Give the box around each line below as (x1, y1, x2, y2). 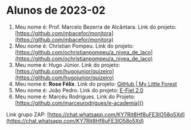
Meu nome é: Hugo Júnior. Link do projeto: (14, 61, 121, 69)
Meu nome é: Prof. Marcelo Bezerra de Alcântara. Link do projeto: (14, 23, 177, 30)
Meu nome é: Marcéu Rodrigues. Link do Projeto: (14, 93, 135, 100)
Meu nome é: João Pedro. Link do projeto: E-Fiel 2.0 (14, 86, 144, 94)
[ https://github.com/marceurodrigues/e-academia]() (14, 99, 144, 106)
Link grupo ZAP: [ (6, 111, 50, 118)
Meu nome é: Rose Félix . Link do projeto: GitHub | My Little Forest (14, 80, 177, 87)
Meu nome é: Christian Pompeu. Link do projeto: (14, 42, 134, 49)
